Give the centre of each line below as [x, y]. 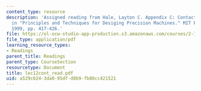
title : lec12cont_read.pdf [40, 73]
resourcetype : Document [36, 67]
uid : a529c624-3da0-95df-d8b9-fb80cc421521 [61, 78]
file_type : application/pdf [41, 40]
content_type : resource [36, 12]
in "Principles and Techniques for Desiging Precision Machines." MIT [101, 23]
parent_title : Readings [36, 56]
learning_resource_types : [38, 45]
